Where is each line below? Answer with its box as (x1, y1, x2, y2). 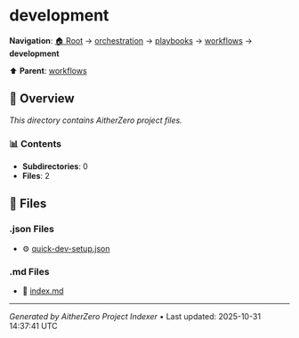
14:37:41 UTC (9, 321, 58, 332)
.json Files (9, 223, 55, 236)
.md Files (9, 265, 50, 278)
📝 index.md (21, 286, 64, 296)
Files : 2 (21, 171, 51, 181)
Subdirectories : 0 (21, 161, 89, 172)
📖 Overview (9, 91, 75, 107)
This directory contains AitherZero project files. (9, 115, 182, 125)
